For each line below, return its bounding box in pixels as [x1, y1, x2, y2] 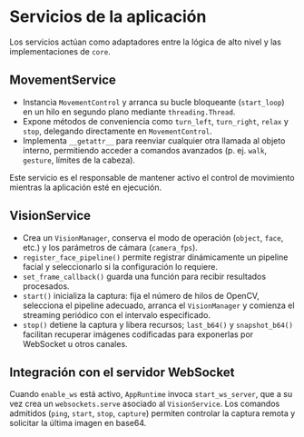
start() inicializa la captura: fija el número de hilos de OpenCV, [22, 290, 260, 301]
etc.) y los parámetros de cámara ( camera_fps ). [22, 242, 198, 253]
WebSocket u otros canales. [22, 338, 129, 349]
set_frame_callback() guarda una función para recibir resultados [22, 271, 266, 282]
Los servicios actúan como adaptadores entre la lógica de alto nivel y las [9, 36, 281, 47]
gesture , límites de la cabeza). [22, 154, 136, 165]
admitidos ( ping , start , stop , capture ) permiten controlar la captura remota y [9, 408, 296, 419]
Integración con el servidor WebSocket [9, 364, 235, 380]
